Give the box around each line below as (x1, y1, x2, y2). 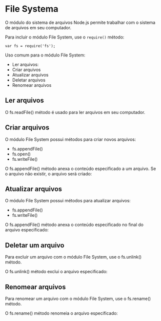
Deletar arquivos (12, 77, 45, 83)
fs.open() (12, 151, 31, 157)
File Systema (5, 3, 59, 15)
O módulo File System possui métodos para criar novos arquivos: (5, 136, 136, 142)
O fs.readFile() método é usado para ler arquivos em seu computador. (5, 109, 145, 115)
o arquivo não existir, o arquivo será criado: (5, 170, 92, 176)
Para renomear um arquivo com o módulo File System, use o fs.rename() (5, 296, 151, 302)
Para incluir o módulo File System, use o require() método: (5, 34, 124, 40)
